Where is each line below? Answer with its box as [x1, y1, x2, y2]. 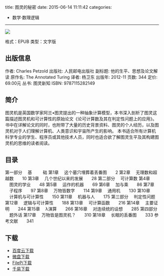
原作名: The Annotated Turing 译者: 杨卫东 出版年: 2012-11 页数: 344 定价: [10, 74, 158, 80]
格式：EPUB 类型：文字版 [5, 38, 56, 44]
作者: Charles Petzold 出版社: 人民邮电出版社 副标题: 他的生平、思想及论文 [5, 68, 154, 74]
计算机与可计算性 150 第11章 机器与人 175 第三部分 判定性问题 [9, 194, 155, 200]
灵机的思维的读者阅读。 [5, 140, 52, 146]
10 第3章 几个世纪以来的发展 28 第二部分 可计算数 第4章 [21, 176, 150, 182]
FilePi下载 [12, 260, 32, 266]
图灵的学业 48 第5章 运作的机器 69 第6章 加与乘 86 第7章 [9, 182, 155, 187]
